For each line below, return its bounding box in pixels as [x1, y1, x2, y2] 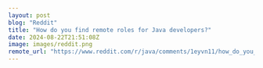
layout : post [8, 11, 51, 20]
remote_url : [8, 48, 47, 55]
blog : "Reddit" [8, 19, 58, 27]
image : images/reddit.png [8, 41, 92, 48]
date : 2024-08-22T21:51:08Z [8, 33, 100, 41]
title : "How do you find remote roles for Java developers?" [8, 26, 212, 34]
